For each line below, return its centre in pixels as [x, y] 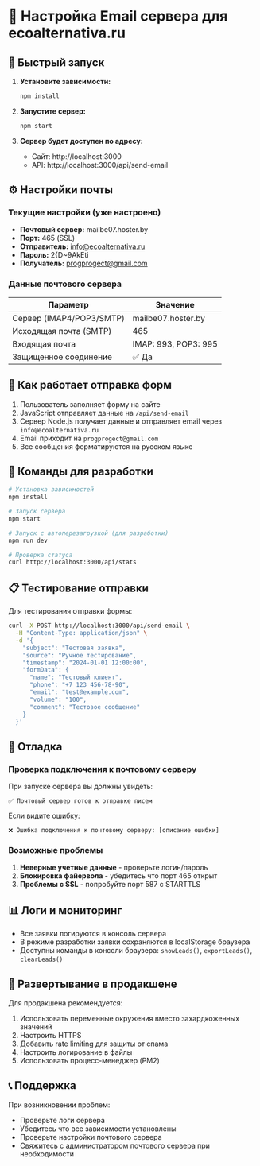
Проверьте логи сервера [62, 1120]
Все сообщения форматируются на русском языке [106, 446]
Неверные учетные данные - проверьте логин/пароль [114, 868]
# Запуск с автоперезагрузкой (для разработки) [89, 533]
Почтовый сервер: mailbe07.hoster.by [84, 230]
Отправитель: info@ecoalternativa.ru [82, 246]
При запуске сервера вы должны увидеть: [81, 787]
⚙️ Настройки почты [61, 190]
